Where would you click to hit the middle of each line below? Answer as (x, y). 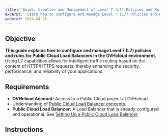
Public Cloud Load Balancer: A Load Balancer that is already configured (85, 109)
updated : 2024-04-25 (26, 19)
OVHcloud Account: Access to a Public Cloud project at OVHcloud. (81, 98)
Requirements (27, 87)
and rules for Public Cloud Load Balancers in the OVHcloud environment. (81, 56)
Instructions (24, 130)
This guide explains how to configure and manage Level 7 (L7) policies (78, 51)
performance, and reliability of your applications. (55, 71)
